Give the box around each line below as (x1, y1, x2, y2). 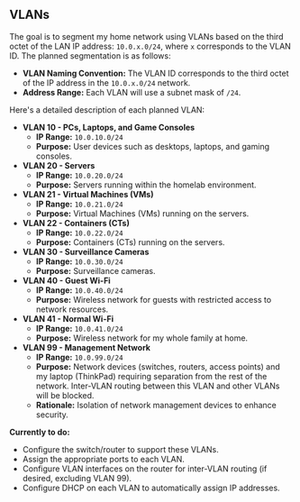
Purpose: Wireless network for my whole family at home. (35, 333, 249, 343)
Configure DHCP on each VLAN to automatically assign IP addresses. (22, 482, 281, 493)
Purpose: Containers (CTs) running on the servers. (35, 236, 225, 247)
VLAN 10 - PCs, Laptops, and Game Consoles (22, 122, 195, 132)
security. (35, 409, 69, 420)
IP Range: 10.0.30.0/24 (35, 256, 123, 267)
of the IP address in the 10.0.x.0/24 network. (22, 77, 191, 88)
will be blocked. (35, 389, 95, 400)
